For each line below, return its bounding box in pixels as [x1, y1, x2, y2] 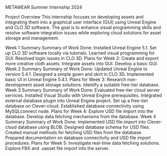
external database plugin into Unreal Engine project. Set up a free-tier [5, 98, 149, 104]
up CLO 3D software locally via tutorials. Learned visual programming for [5, 50, 155, 56]
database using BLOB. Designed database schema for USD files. [17, 124, 151, 130]
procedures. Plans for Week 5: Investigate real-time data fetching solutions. [5, 140, 161, 146]
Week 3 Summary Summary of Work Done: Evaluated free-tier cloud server [5, 87, 161, 93]
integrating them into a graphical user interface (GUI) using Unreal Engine [5, 19, 157, 25]
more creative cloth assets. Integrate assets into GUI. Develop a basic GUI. [5, 61, 159, 66]
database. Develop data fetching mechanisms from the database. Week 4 [5, 114, 156, 119]
